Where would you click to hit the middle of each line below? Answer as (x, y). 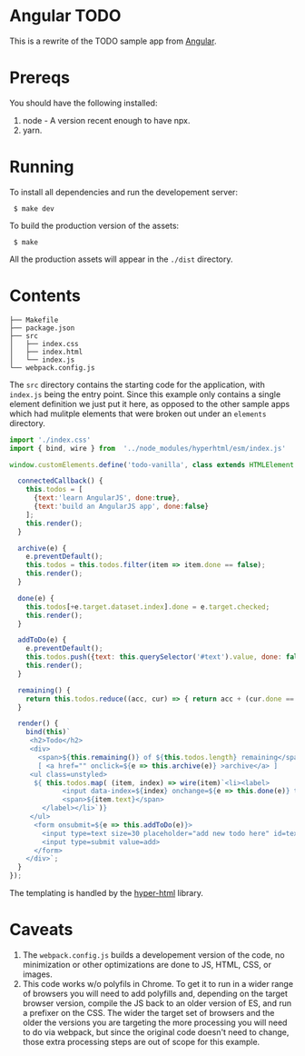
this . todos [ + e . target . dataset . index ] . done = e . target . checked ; (148, 607)
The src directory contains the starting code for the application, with (137, 384)
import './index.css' (50, 440)
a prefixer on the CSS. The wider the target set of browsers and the (148, 1012)
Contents (45, 295)
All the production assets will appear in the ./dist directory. (121, 259)
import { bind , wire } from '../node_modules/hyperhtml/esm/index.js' (148, 448)
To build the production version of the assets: (94, 225)
